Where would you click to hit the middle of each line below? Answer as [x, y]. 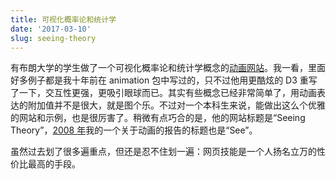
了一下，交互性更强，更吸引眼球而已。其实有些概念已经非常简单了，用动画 [163, 93]
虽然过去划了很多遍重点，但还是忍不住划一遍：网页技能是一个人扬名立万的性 [168, 152]
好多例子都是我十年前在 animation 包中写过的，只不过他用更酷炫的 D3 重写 [164, 80]
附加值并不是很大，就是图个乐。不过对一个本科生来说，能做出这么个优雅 [176, 105]
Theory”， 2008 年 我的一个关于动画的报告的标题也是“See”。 [134, 130]
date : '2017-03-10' [51, 29]
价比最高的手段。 [45, 164]
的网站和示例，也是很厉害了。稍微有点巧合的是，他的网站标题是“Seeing [158, 118]
